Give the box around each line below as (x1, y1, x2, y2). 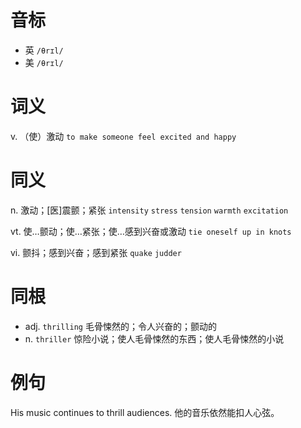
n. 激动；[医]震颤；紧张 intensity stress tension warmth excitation (10, 204, 289, 216)
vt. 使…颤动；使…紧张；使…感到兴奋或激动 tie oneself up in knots (10, 225, 292, 237)
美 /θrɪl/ (24, 56, 64, 68)
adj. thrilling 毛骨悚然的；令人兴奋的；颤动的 (24, 320, 217, 332)
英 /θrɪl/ (24, 44, 64, 56)
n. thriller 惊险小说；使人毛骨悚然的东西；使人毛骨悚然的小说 (24, 332, 285, 345)
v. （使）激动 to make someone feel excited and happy (10, 130, 237, 142)
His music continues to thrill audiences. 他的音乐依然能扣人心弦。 (10, 406, 280, 418)
